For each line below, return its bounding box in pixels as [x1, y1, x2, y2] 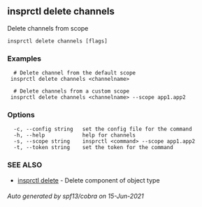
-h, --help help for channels [13, 132, 136, 139]
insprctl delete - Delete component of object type [17, 176, 160, 184]
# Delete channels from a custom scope [13, 88, 130, 95]
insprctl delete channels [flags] [7, 38, 108, 45]
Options [7, 110, 35, 120]
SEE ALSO [7, 160, 43, 170]
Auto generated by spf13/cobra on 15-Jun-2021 [7, 192, 145, 201]
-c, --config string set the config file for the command [13, 125, 192, 133]
